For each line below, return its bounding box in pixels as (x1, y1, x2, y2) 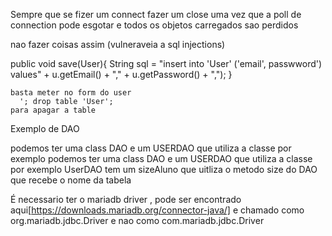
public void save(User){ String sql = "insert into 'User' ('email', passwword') (10, 58, 323, 69)
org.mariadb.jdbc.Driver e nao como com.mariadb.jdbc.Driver (10, 215, 265, 226)
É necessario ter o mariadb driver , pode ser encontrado (10, 194, 242, 205)
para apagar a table (10, 105, 97, 115)
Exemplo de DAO (10, 123, 80, 134)
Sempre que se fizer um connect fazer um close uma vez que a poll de (10, 9, 302, 20)
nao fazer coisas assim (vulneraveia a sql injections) (10, 39, 226, 50)
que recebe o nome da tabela (10, 174, 132, 186)
